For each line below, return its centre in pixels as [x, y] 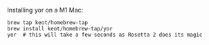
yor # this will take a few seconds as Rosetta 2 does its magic [105, 35]
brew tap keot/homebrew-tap [48, 23]
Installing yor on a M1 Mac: [45, 10]
